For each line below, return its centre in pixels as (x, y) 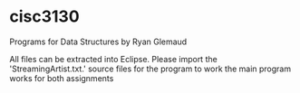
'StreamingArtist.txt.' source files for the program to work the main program (150, 69)
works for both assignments (62, 78)
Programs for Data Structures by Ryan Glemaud (98, 42)
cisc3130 (44, 17)
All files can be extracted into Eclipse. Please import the (113, 59)
